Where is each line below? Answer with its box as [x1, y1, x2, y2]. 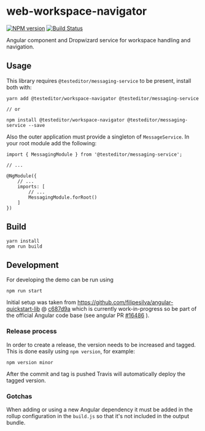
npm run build [6, 243, 43, 250]
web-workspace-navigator [6, 4, 147, 18]
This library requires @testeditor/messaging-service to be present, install [6, 77, 191, 84]
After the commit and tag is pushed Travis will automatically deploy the [6, 370, 186, 378]
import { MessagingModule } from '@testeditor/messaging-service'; [6, 151, 183, 158]
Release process [6, 327, 57, 335]
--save [28, 122, 45, 128]
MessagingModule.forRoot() [28, 194, 98, 200]
